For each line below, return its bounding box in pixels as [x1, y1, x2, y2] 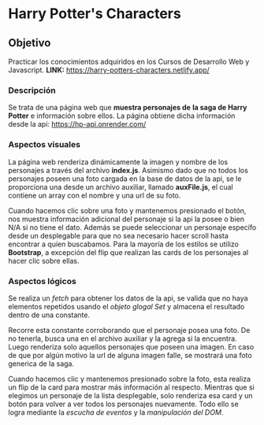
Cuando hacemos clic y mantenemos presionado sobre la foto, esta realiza [8, 374, 251, 383]
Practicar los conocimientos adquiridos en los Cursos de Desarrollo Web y [8, 57, 250, 66]
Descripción [8, 84, 57, 95]
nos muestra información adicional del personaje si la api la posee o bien [8, 214, 244, 224]
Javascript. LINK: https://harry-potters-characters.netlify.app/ [8, 65, 210, 75]
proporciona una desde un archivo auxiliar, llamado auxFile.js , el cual [8, 182, 234, 191]
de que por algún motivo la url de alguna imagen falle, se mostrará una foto [8, 350, 252, 360]
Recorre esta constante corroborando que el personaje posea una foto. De [8, 325, 251, 334]
